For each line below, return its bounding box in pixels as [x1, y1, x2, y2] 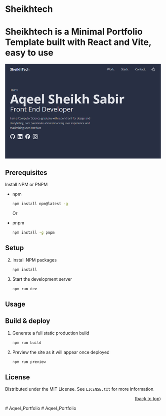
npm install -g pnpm [12, 230, 55, 235]
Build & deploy [5, 317, 50, 325]
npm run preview [12, 359, 46, 364]
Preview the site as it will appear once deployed [12, 349, 110, 355]
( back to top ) [134, 396, 161, 402]
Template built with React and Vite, [5, 37, 152, 48]
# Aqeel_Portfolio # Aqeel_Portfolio [5, 405, 77, 412]
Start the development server [12, 276, 73, 282]
